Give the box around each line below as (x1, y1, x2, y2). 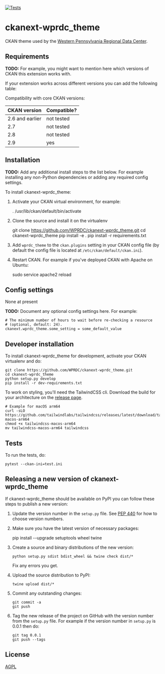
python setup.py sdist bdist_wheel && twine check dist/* (12, 554, 134, 559)
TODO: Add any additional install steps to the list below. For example (5, 169, 144, 175)
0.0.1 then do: (12, 623, 40, 629)
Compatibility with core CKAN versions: (5, 95, 85, 101)
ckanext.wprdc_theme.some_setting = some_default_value (5, 327, 122, 332)
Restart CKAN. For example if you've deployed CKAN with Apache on (12, 257, 153, 263)
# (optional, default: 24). (5, 322, 63, 327)
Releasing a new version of (5, 475, 89, 483)
